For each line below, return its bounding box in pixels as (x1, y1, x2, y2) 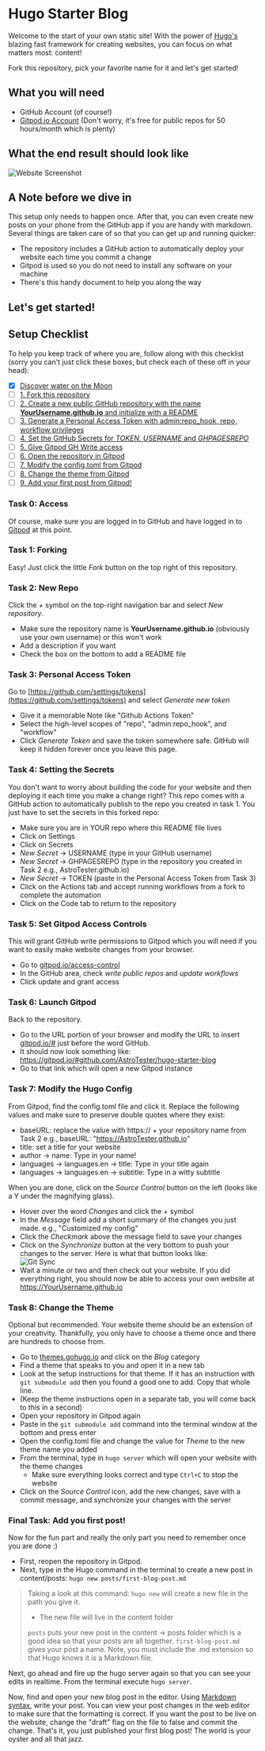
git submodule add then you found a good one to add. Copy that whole (19, 1377, 251, 1387)
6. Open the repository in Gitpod (19, 451, 125, 460)
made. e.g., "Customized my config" (19, 1223, 138, 1232)
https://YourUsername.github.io (19, 1282, 123, 1292)
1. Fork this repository (19, 390, 91, 399)
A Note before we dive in (8, 191, 132, 204)
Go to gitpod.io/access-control (19, 960, 120, 969)
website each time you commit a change (19, 253, 152, 262)
